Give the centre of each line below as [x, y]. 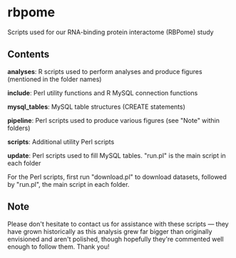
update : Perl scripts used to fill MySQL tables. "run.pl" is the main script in [117, 155]
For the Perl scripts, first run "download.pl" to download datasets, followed [117, 177]
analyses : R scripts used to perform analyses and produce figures [105, 71]
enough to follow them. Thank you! [58, 247]
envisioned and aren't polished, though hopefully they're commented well [116, 239]
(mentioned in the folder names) [55, 79]
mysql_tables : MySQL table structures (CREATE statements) [96, 107]
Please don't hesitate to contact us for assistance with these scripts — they [118, 224]
